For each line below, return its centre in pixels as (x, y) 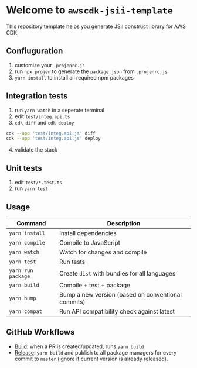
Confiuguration (35, 51)
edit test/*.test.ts (38, 183)
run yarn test (31, 188)
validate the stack (36, 150)
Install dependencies (88, 233)
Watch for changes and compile (103, 252)
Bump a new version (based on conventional (120, 294)
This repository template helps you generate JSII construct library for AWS (96, 26)
